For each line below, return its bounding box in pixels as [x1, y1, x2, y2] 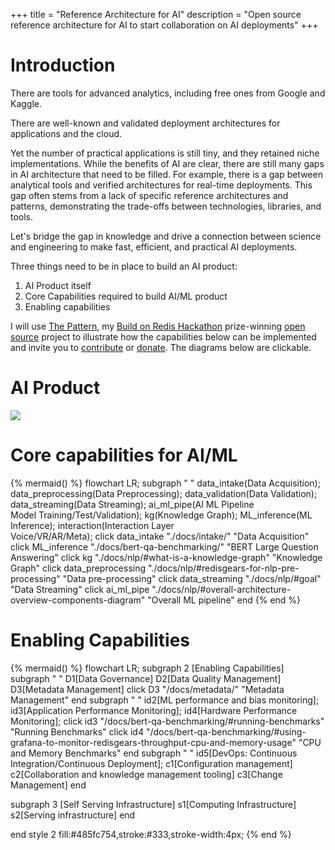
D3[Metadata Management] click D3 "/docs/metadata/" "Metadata [10, 683, 285, 695]
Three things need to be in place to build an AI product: [10, 260, 238, 272]
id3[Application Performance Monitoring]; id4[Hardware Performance [10, 704, 298, 716]
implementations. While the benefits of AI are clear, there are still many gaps [10, 157, 325, 169]
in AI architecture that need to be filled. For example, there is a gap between [10, 168, 323, 180]
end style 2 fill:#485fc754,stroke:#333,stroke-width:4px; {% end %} [10, 828, 292, 840]
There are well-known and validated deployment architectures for [10, 117, 281, 129]
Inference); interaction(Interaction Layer [10, 519, 175, 531]
